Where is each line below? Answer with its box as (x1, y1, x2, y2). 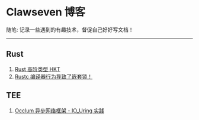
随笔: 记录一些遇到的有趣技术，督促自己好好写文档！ (6, 26, 134, 33)
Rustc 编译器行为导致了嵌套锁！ (14, 73, 93, 80)
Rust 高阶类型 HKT (14, 66, 60, 73)
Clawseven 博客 (6, 5, 86, 19)
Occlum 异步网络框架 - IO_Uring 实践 (14, 107, 105, 114)
